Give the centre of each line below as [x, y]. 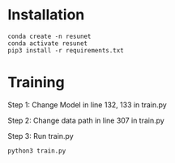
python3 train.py [37, 151]
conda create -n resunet [49, 36]
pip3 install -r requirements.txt [66, 50]
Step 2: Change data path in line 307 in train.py [86, 120]
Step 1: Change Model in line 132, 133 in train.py [87, 104]
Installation [46, 15]
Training [36, 83]
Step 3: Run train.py [41, 136]
